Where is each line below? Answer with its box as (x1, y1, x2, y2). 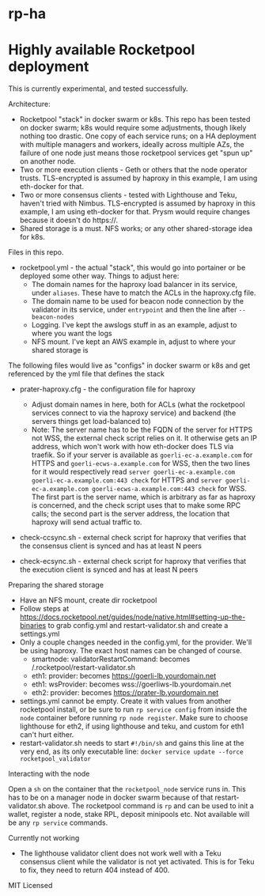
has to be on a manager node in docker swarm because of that (8, 792, 214, 803)
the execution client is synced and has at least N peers (19, 565, 199, 574)
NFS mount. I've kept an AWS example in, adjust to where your (31, 337, 236, 346)
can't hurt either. (19, 730, 74, 739)
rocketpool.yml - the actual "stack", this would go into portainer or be (19, 263, 246, 273)
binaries (19, 621, 47, 630)
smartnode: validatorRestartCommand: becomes (31, 654, 191, 664)
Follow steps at (19, 604, 70, 614)
